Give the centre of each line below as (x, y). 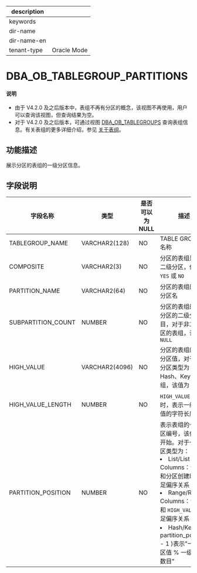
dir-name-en (28, 41)
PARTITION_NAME (35, 291)
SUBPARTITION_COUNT (43, 322)
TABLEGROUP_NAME (39, 243)
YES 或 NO (172, 276)
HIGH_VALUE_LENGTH (40, 405)
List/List (179, 459)
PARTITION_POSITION (40, 493)
